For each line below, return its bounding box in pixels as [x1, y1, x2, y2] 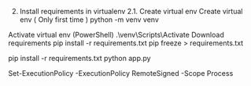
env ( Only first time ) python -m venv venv [19, 15, 160, 24]
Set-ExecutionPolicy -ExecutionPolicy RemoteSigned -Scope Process [8, 69, 234, 77]
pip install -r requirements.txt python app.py [8, 54, 151, 63]
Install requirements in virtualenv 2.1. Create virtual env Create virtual [19, 7, 243, 16]
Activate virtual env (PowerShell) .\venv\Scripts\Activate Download [8, 30, 224, 39]
